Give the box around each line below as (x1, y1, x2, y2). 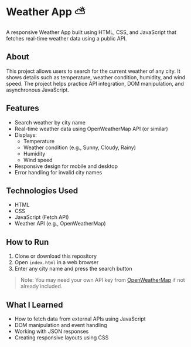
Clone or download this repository (14, 252, 97, 260)
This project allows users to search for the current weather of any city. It (6, 68, 180, 75)
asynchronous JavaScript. (6, 86, 69, 93)
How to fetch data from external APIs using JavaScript (14, 315, 146, 322)
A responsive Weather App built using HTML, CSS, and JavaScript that (6, 28, 177, 36)
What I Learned (6, 299, 63, 309)
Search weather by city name (14, 119, 86, 126)
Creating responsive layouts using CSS (14, 334, 109, 341)
